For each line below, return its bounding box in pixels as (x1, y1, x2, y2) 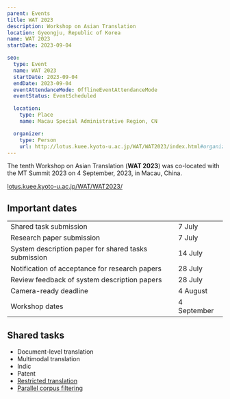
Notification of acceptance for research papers (10, 264, 162, 273)
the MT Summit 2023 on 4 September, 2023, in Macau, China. (7, 169, 183, 177)
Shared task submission (10, 222, 88, 231)
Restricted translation (16, 377, 77, 385)
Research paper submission (10, 233, 101, 242)
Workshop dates (10, 301, 64, 311)
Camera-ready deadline (10, 286, 89, 296)
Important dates (7, 202, 77, 214)
